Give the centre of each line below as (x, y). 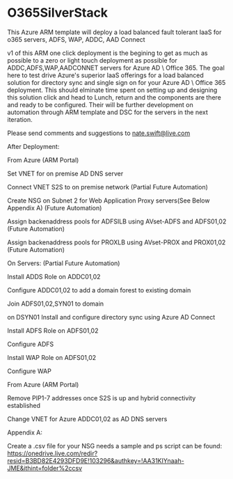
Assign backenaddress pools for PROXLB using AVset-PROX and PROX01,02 (116, 242)
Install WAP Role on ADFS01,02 (52, 357)
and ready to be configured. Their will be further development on (100, 104)
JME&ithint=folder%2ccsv (45, 468)
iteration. (20, 119)
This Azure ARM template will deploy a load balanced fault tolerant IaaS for (114, 32)
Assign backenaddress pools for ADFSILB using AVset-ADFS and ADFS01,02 (117, 221)
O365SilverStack (58, 13)
